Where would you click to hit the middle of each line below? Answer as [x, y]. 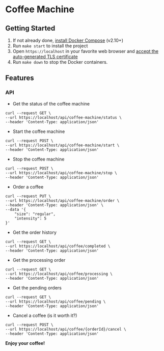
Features [20, 78]
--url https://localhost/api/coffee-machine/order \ [62, 200]
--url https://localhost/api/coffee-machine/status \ [64, 117]
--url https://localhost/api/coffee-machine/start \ [62, 145]
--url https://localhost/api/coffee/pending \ [56, 302]
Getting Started [30, 28]
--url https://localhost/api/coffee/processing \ [59, 274]
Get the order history [35, 232]
